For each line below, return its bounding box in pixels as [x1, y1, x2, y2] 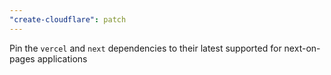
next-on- [283, 42, 321, 54]
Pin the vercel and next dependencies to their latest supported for [9, 42, 282, 54]
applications [37, 52, 88, 65]
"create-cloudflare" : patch [9, 14, 127, 25]
